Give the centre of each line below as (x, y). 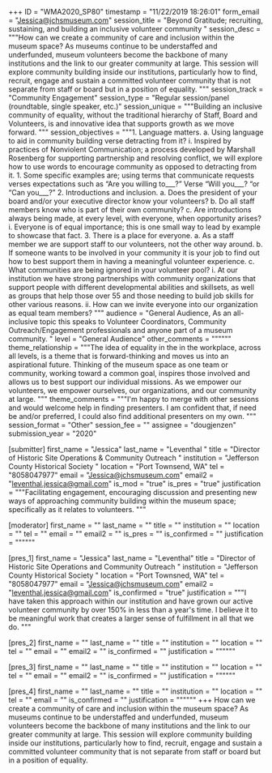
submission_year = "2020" (53, 433)
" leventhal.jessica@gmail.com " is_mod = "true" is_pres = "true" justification (135, 484)
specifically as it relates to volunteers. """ (77, 509)
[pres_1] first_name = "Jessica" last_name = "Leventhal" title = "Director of (132, 558)
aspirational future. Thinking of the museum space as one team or (119, 365)
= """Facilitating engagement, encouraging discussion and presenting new (133, 492)
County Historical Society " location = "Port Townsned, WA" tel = (117, 575)
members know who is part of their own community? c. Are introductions (130, 209)
